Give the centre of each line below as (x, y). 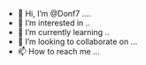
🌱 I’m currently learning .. (63, 32)
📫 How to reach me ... (58, 51)
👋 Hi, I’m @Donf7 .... (54, 14)
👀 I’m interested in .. (54, 23)
